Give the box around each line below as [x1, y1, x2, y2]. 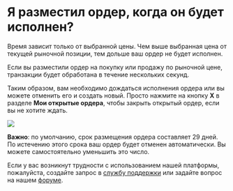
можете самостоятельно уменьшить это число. [7, 147, 150, 155]
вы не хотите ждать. [7, 106, 68, 114]
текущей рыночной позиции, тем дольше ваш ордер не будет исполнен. [7, 49, 223, 58]
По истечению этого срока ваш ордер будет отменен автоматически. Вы [7, 140, 227, 148]
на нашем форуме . [7, 176, 63, 184]
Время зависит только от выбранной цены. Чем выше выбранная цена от [7, 42, 227, 50]
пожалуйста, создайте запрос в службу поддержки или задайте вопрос [7, 168, 223, 176]
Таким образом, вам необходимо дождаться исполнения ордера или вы [7, 84, 225, 92]
